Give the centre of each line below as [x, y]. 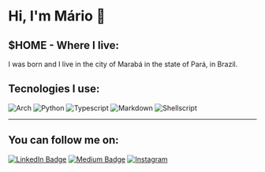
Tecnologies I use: [54, 89]
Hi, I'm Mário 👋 [57, 16]
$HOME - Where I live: [64, 45]
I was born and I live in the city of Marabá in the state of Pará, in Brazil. [123, 64]
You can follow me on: [63, 140]
